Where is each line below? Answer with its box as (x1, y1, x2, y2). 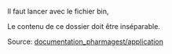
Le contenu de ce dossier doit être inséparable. (7, 22, 160, 31)
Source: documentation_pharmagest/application (7, 37, 164, 46)
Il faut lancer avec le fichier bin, (7, 7, 109, 16)
